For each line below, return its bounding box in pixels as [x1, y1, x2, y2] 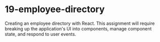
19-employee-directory [5, 4, 105, 15]
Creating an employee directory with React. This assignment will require [5, 20, 155, 26]
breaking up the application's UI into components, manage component [5, 25, 152, 31]
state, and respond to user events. [5, 31, 76, 37]
